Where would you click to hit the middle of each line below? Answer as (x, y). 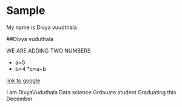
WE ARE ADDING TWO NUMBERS (49, 50)
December (19, 99)
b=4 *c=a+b (31, 69)
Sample (26, 11)
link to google (23, 80)
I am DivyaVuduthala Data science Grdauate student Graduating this (91, 92)
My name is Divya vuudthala (42, 27)
